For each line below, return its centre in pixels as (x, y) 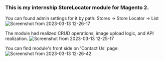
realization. (17, 38)
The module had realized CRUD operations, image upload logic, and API (79, 33)
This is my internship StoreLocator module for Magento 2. (77, 7)
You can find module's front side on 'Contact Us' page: (62, 48)
